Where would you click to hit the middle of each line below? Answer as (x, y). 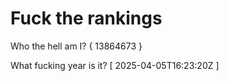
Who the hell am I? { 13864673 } (76, 46)
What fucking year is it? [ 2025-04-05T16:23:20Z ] (115, 65)
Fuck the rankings (86, 18)
